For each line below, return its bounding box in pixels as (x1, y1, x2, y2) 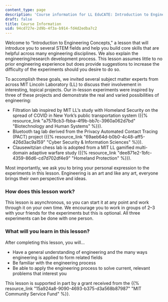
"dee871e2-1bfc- (117, 150, 152, 156)
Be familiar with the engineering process (12, 259, 96, 266)
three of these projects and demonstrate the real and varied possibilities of (5, 92, 159, 98)
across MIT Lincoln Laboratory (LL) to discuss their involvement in (5, 81, 141, 88)
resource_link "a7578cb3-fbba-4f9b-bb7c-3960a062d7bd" (12, 118, 136, 124)
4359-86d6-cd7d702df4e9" (12, 155, 71, 161)
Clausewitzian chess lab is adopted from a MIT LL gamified (12, 144, 134, 150)
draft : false (5, 17, 32, 22)
